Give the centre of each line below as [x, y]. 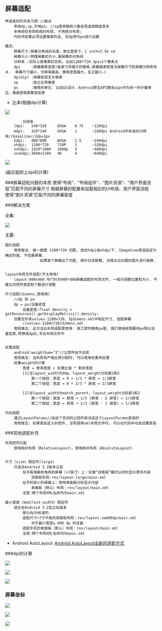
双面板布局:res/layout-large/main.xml [68, 477]
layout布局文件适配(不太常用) [32, 274]
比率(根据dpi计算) [30, 102]
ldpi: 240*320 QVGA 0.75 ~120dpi [61, 126]
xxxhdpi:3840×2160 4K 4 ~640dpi [61, 153]
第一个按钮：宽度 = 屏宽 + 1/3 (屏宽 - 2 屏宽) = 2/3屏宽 [85, 398]
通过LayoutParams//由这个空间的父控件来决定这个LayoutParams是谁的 [77, 418]
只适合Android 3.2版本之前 [38, 467]
